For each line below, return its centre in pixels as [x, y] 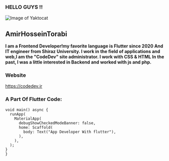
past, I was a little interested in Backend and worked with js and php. [78, 62]
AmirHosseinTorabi [36, 34]
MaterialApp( [28, 119]
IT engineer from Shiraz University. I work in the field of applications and [83, 51]
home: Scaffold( [36, 127]
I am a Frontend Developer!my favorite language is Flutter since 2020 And [84, 46]
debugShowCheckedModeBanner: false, [57, 123]
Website [16, 75]
